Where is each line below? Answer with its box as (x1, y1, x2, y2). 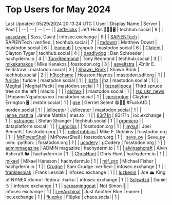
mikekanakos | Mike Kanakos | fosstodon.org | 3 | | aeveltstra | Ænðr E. (5, 60, 156, 67)
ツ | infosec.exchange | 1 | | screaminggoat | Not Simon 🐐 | (5, 182, 129, 189)
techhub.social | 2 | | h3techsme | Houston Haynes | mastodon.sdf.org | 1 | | (5, 72, 166, 78)
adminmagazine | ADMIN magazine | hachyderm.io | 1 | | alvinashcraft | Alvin (5, 145, 167, 151)
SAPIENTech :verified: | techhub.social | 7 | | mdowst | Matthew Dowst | (5, 39, 157, 45)
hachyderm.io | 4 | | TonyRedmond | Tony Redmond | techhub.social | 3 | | (5, 55, 162, 61)
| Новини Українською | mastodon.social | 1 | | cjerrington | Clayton (5, 93, 149, 99)
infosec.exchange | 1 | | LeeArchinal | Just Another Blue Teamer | (5, 188, 143, 194)
